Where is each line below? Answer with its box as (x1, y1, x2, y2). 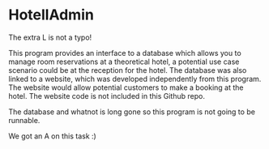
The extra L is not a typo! (8, 32, 92, 42)
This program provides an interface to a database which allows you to (8, 48, 241, 57)
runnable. (8, 115, 41, 125)
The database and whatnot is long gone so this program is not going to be (8, 107, 255, 117)
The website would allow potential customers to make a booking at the (8, 83, 244, 92)
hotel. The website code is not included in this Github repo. (8, 91, 205, 100)
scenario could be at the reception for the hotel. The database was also (8, 65, 247, 74)
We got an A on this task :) (8, 131, 97, 141)
